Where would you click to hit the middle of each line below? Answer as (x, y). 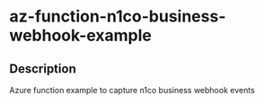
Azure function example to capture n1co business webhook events (132, 90)
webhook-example (81, 35)
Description (43, 69)
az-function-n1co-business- (118, 17)
